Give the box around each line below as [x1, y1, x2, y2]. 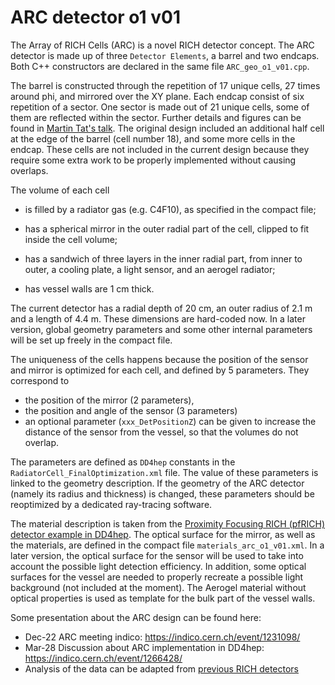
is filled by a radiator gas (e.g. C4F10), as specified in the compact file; [24, 203, 317, 215]
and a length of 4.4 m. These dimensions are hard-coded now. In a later [10, 312, 306, 325]
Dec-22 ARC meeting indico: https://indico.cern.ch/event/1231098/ [24, 631, 301, 643]
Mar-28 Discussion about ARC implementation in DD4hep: [24, 641, 265, 653]
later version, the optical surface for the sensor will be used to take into [10, 549, 304, 561]
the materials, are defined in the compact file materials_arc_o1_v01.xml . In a [10, 539, 325, 551]
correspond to [10, 374, 70, 386]
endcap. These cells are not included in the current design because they [10, 143, 310, 155]
